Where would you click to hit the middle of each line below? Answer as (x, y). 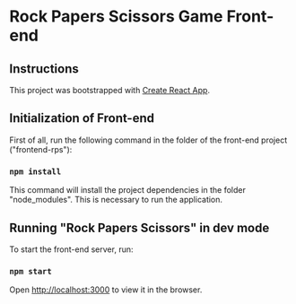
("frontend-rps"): (41, 149)
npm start (30, 271)
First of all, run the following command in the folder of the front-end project (148, 140)
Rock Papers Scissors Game (116, 17)
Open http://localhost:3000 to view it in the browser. (106, 290)
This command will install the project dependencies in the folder (128, 190)
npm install (35, 171)
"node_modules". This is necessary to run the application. (116, 200)
